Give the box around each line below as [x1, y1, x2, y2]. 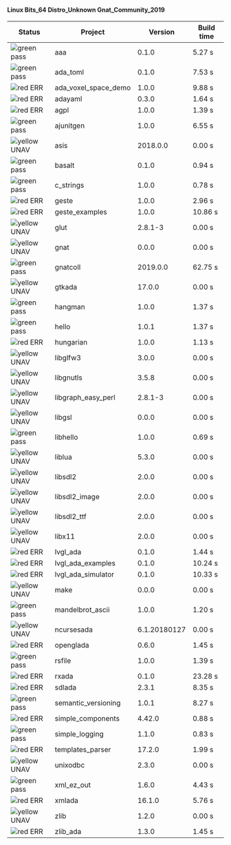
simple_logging [54, 729, 104, 739]
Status [18, 28, 41, 37]
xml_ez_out [54, 780, 91, 790]
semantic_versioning [54, 698, 121, 708]
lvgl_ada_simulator [54, 570, 115, 579]
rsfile [54, 656, 71, 666]
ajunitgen [54, 121, 85, 130]
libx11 [54, 532, 76, 541]
